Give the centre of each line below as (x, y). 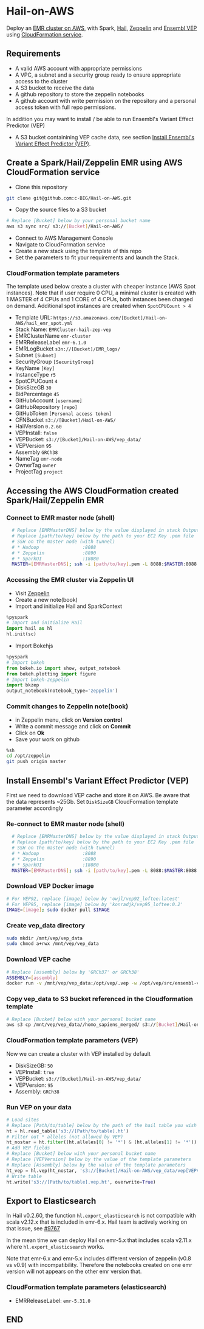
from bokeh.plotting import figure (51, 674)
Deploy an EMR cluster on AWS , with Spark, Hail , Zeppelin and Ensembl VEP (102, 28)
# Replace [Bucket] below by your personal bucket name (78, 221)
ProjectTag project (39, 472)
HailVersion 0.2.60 (38, 427)
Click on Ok (29, 733)
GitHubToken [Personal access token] (63, 413)
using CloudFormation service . (45, 34)
